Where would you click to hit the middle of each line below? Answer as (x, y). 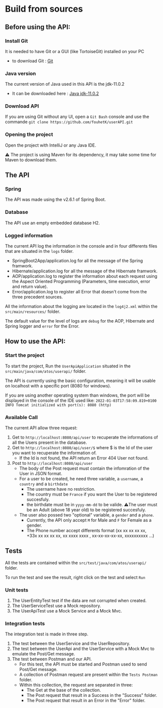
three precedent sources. (37, 297)
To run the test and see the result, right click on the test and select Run (75, 577)
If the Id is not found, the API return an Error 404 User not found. (84, 458)
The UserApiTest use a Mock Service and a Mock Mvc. (67, 611)
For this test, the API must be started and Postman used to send (83, 664)
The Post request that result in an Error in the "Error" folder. (86, 701)
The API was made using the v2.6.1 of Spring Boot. (55, 200)
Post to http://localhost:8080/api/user (52, 463)
